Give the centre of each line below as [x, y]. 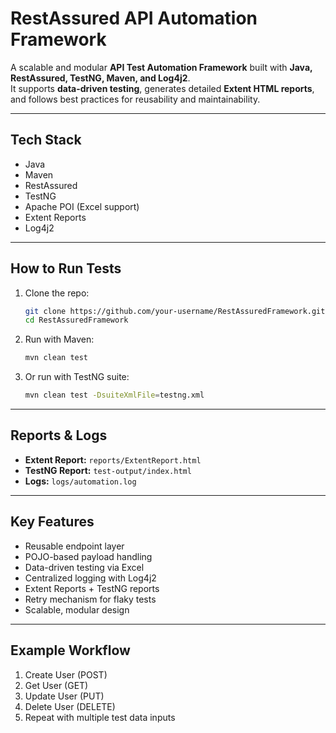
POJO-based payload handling [88, 556]
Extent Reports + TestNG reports [92, 588]
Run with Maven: [59, 339]
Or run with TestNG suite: [77, 377]
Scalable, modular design [77, 609]
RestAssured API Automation [134, 18]
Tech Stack [46, 140]
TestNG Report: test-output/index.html [108, 470]
